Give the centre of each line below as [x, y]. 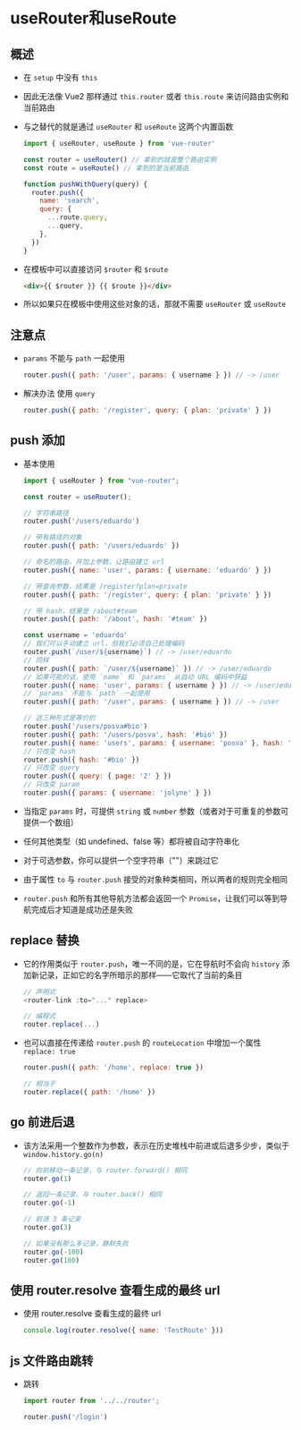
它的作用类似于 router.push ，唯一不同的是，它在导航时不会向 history [151, 964]
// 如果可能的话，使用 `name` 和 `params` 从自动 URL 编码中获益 [135, 677]
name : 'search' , [70, 201]
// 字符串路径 [46, 513]
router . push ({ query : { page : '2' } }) [97, 776]
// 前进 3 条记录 [52, 1219]
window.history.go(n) [63, 1154]
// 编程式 [39, 1017]
